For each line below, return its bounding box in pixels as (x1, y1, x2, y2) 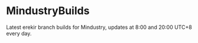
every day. (6, 29, 32, 37)
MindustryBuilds (6, 4, 90, 18)
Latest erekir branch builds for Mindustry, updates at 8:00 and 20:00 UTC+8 (6, 24, 192, 31)
